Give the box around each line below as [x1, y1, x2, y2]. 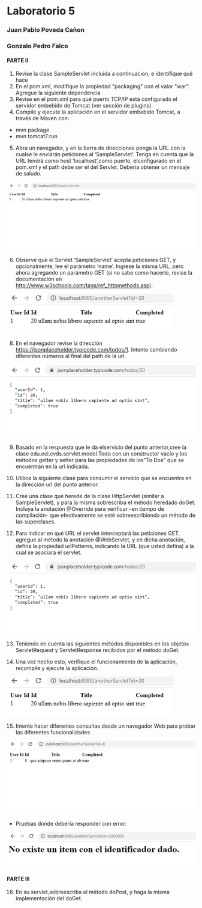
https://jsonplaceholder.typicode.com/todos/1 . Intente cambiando [15, 346, 177, 353]
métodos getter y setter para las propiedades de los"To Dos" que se [15, 456, 185, 463]
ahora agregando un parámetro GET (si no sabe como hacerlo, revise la [15, 269, 192, 276]
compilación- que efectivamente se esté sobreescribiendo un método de [15, 511, 196, 519]
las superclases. [15, 518, 56, 525]
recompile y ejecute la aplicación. [15, 664, 98, 671]
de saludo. [15, 170, 42, 177]
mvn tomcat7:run [15, 133, 58, 140]
